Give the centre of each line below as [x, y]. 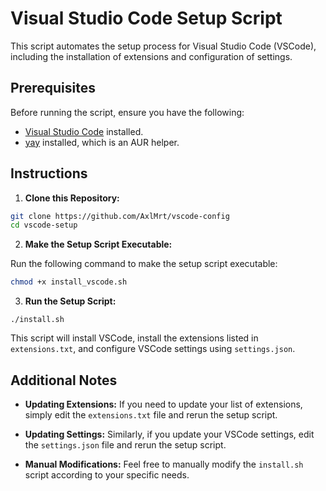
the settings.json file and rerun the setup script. [125, 445]
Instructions [49, 173]
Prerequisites [53, 88]
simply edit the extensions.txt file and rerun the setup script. [151, 415]
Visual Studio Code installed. [84, 131]
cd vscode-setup [44, 225]
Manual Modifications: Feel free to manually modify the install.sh [164, 464]
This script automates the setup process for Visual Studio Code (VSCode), [163, 46]
